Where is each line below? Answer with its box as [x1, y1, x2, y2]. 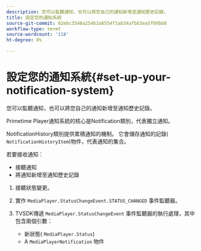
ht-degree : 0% [6, 37, 43, 43]
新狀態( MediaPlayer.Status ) [24, 230, 95, 237]
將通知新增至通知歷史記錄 [15, 171, 80, 178]
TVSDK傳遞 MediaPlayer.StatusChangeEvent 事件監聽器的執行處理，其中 [15, 210, 196, 217]
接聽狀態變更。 [15, 184, 53, 191]
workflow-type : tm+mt [6, 25, 61, 32]
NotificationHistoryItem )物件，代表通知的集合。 [6, 138, 129, 145]
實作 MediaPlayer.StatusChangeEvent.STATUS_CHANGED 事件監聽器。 [15, 196, 181, 204]
